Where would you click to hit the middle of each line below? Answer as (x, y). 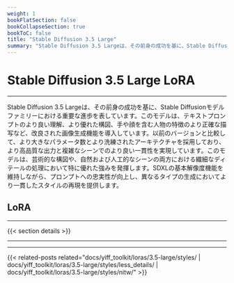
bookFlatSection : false (42, 20)
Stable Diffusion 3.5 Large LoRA (101, 80)
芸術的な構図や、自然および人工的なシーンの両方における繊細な (123, 159)
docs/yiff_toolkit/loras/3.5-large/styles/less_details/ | (83, 264)
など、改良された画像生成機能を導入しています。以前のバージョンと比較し (119, 133)
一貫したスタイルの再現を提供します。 (68, 185)
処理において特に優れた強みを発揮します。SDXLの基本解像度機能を (127, 168)
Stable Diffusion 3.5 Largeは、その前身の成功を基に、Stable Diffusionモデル (116, 107)
